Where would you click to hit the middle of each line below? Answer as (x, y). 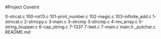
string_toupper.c (21, 27)
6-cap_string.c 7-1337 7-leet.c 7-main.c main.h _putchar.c (97, 27)
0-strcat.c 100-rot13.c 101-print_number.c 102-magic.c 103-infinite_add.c (78, 16)
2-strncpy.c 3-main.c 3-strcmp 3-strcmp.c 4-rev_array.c (81, 22)
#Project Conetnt (22, 7)
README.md (18, 32)
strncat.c (14, 22)
